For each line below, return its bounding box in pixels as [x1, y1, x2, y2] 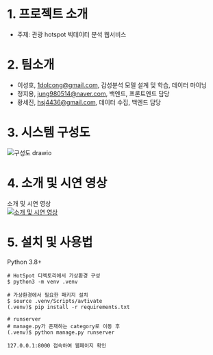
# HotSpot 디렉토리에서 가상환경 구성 [7, 272, 101, 279]
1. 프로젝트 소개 [7, 6, 88, 22]
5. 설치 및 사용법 [7, 234, 93, 250]
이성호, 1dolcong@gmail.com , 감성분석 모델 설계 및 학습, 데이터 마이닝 [16, 80, 208, 89]
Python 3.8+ [7, 257, 42, 266]
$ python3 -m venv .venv [7, 278, 78, 285]
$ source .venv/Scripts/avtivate [7, 297, 103, 304]
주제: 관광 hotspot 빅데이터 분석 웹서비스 [16, 30, 127, 38]
